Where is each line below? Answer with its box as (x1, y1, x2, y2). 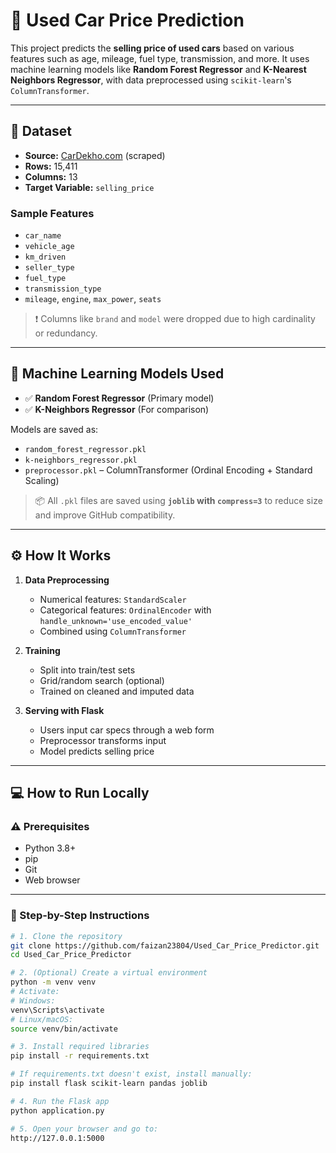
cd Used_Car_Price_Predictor (10, 950, 132, 960)
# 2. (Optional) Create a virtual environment (10, 968, 208, 978)
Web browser (24, 874, 81, 886)
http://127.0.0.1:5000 (10, 1133, 105, 1143)
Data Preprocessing (24, 574, 110, 586)
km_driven (24, 252, 67, 263)
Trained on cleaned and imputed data (39, 685, 195, 697)
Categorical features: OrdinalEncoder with (39, 604, 212, 616)
